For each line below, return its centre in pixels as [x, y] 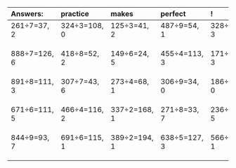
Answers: [27, 14]
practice [75, 14]
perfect [173, 14]
